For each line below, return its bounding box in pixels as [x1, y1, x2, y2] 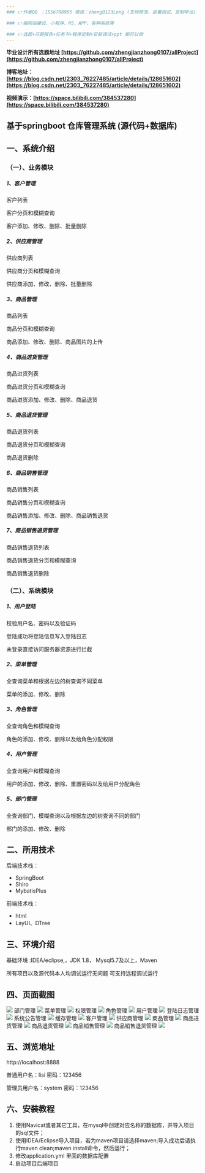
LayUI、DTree [15, 920, 51, 927]
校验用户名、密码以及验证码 [6, 619, 76, 626]
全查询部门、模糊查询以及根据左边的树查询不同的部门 [6, 812, 141, 819]
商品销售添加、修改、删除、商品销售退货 [6, 512, 108, 519]
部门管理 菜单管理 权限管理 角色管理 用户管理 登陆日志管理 [13, 1007, 199, 1014]
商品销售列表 [6, 485, 39, 493]
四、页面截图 [6, 989, 55, 1000]
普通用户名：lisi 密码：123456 [6, 1071, 82, 1079]
